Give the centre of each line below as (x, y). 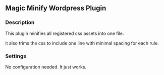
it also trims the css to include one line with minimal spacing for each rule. (82, 43)
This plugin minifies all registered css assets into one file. (65, 33)
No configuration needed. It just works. (46, 66)
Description (20, 22)
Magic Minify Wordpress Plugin (56, 8)
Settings (16, 56)
